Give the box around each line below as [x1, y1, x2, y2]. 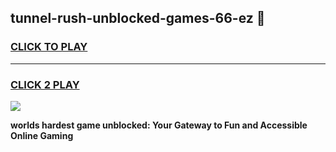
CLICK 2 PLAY [10, 77, 80, 91]
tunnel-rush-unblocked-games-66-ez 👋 [10, 10, 266, 27]
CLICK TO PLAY [10, 40, 88, 54]
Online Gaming [10, 129, 74, 141]
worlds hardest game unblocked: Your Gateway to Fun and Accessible [10, 119, 308, 131]
